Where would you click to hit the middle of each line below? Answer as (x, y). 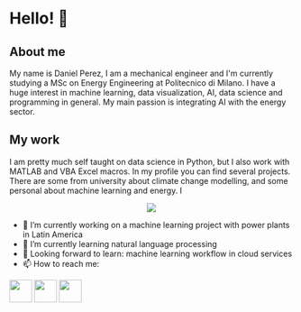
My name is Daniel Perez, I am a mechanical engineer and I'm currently (141, 73)
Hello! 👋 (39, 18)
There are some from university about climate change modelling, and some (149, 180)
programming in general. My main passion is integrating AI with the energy (148, 102)
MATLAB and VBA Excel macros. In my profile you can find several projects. (150, 171)
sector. (22, 111)
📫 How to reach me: (61, 263)
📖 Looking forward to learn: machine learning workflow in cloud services (157, 253)
